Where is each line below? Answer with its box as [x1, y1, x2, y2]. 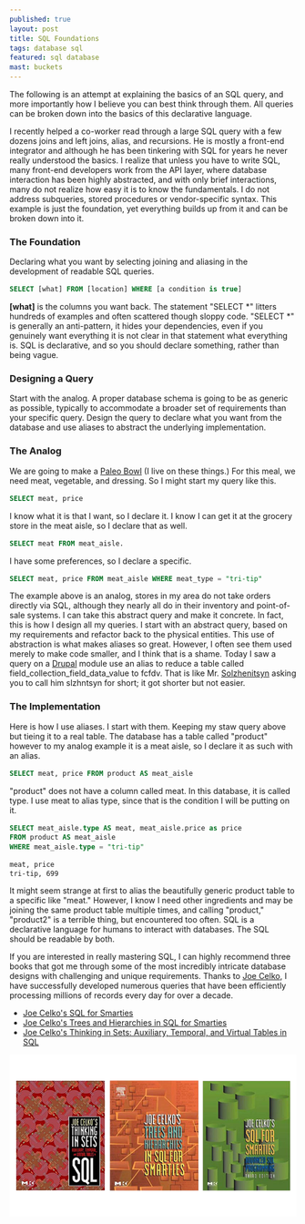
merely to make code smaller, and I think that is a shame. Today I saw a [9, 648, 276, 659]
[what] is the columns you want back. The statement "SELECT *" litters [9, 301, 278, 312]
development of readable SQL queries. [9, 266, 155, 277]
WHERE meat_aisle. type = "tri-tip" [9, 842, 145, 852]
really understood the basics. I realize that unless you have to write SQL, [9, 155, 280, 166]
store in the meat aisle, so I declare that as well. [9, 520, 188, 531]
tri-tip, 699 [9, 870, 59, 879]
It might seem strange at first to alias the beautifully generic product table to [9, 885, 295, 896]
